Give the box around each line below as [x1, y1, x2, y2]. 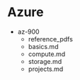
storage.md [28, 57, 62, 65]
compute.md [28, 50, 66, 58]
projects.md [28, 65, 64, 73]
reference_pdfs [28, 34, 73, 43]
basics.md [28, 42, 59, 51]
